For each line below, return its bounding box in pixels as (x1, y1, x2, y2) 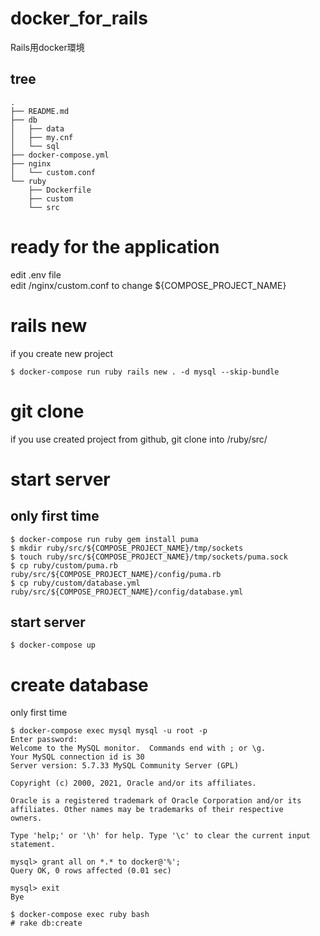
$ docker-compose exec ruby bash (10, 910, 150, 920)
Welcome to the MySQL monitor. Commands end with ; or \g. (10, 743, 267, 754)
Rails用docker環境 (10, 41, 85, 53)
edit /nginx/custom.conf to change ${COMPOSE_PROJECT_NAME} (10, 279, 287, 291)
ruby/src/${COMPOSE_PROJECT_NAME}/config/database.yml (10, 587, 244, 597)
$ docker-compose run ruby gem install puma (10, 534, 199, 544)
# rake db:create (10, 918, 83, 929)
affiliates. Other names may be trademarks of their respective (10, 805, 284, 815)
